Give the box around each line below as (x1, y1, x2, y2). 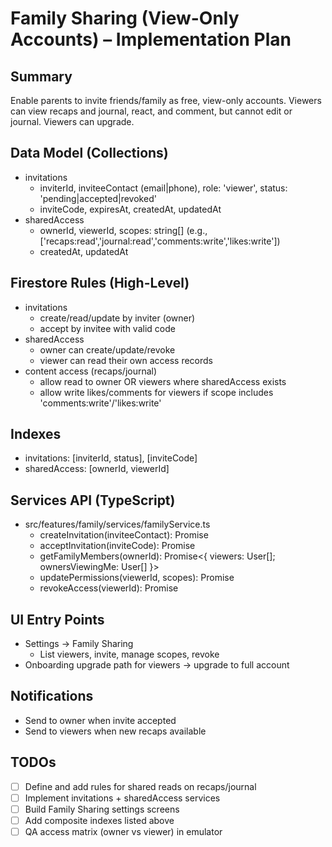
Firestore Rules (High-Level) (10, 275, 190, 292)
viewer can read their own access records (39, 354, 214, 366)
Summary (10, 68, 73, 85)
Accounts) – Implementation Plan (10, 28, 292, 51)
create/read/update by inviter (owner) (39, 312, 196, 324)
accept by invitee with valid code (39, 322, 176, 334)
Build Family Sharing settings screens (24, 803, 180, 815)
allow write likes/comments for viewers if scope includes (39, 386, 274, 398)
